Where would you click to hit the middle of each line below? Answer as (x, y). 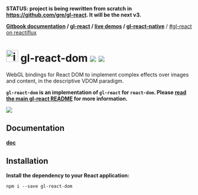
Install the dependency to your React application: (68, 175)
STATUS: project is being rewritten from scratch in (69, 9)
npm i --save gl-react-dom (39, 186)
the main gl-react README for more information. (67, 98)
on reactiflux (22, 32)
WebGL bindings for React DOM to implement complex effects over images (98, 74)
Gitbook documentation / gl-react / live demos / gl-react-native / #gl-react (99, 26)
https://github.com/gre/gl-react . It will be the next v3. (74, 15)
